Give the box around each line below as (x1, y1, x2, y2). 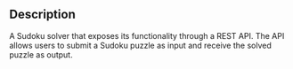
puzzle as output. (9, 49, 73, 60)
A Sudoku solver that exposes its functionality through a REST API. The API (9, 30, 285, 41)
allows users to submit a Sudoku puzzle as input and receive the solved (9, 40, 272, 50)
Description (9, 7, 76, 22)
